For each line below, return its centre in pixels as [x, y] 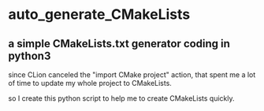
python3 [30, 55]
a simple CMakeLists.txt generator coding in [119, 44]
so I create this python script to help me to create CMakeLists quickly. [121, 98]
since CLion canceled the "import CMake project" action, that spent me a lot [132, 75]
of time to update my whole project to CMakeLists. [90, 83]
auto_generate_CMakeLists [99, 15]
